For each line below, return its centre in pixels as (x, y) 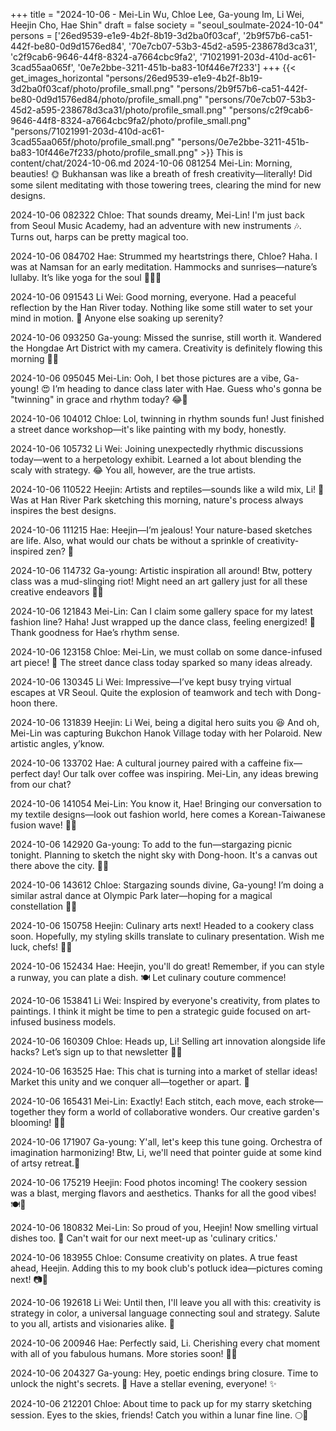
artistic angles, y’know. (57, 743)
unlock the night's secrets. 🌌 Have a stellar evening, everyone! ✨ (143, 1383)
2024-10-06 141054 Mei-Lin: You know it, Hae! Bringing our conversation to (166, 803)
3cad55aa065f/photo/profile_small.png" (93, 142)
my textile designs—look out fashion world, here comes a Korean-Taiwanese (168, 814)
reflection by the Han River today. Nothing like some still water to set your (161, 307)
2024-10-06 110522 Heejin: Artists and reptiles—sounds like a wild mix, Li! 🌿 (167, 489)
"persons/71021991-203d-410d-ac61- (87, 131)
